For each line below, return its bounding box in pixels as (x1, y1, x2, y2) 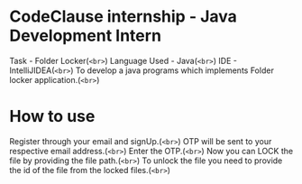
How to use (9, 106, 96, 127)
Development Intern (9, 25, 162, 46)
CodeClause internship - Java (9, 6, 237, 27)
